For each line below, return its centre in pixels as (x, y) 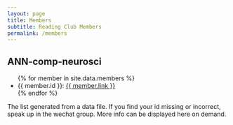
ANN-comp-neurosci (54, 61)
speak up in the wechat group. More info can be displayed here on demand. (117, 114)
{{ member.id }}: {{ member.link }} (66, 86)
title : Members (29, 20)
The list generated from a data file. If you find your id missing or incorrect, (114, 107)
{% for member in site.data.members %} (76, 78)
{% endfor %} (38, 93)
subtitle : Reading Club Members (54, 27)
